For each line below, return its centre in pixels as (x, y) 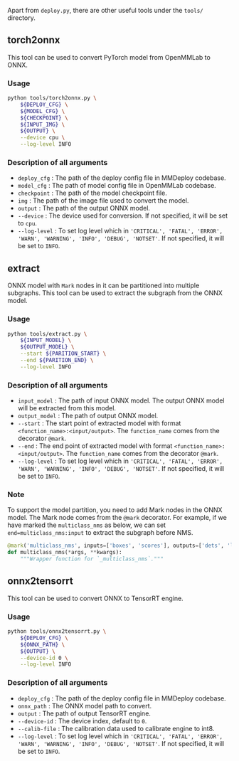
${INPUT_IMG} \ (43, 124)
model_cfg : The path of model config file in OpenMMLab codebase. (117, 186)
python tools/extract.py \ (47, 334)
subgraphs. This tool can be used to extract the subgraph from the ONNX (115, 293)
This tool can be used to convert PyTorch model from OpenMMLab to (109, 57)
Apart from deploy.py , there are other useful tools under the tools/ (106, 10)
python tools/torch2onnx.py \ (52, 98)
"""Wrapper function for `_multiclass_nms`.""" (92, 559)
